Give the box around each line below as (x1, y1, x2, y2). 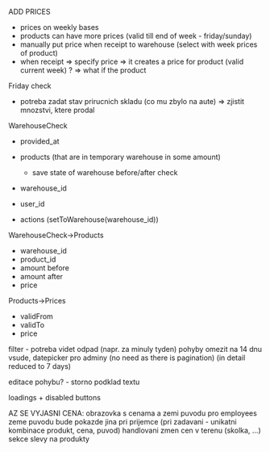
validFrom (19, 312, 54, 321)
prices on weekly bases (19, 23, 99, 31)
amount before (19, 263, 70, 273)
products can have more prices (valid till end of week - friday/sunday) (19, 31, 252, 40)
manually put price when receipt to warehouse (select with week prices (19, 40, 258, 49)
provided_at (19, 136, 60, 146)
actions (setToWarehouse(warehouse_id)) (19, 215, 159, 224)
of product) (19, 48, 58, 57)
